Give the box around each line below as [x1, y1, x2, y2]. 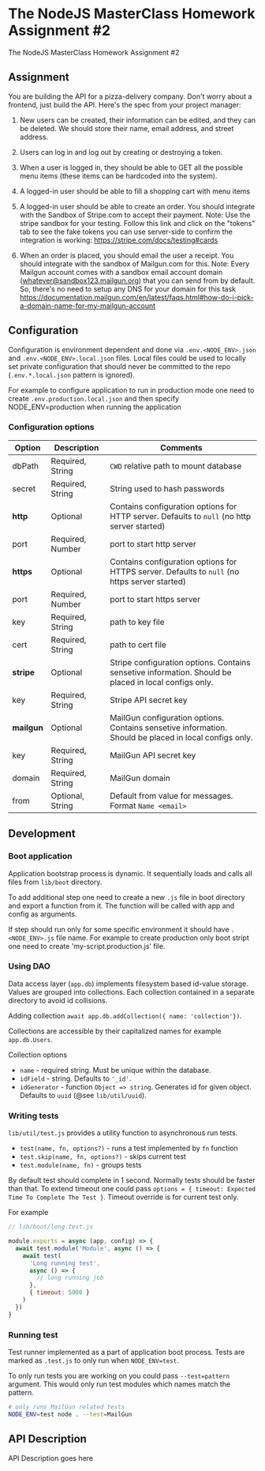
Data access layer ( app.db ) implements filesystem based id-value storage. [8, 979, 248, 988]
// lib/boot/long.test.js [8, 1223, 93, 1231]
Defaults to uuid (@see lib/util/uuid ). [19, 1090, 147, 1100]
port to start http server [110, 538, 196, 549]
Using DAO [8, 961, 51, 972]
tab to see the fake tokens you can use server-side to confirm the [19, 227, 233, 236]
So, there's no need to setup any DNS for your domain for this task [19, 284, 237, 293]
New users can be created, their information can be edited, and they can [19, 115, 256, 125]
